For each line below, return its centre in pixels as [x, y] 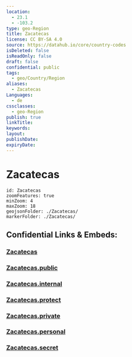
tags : [13, 73]
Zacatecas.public [32, 267]
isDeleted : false [28, 51]
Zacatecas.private [33, 316]
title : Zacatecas [28, 34]
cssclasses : [21, 106]
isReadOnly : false [29, 56]
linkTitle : [20, 123]
